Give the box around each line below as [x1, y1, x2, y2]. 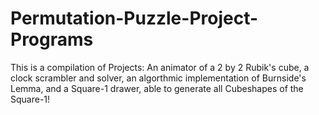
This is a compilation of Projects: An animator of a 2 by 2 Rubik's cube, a [10, 61, 310, 73]
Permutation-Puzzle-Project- [10, 7, 259, 30]
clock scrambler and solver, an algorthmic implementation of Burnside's [10, 72, 307, 84]
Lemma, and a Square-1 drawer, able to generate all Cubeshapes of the [10, 82, 304, 94]
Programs [10, 28, 94, 51]
